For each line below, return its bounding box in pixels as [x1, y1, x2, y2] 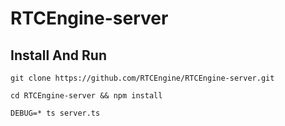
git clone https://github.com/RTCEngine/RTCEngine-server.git [10, 73, 275, 83]
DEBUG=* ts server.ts [10, 108, 101, 118]
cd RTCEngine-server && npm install [10, 91, 163, 101]
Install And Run [10, 47, 107, 64]
